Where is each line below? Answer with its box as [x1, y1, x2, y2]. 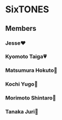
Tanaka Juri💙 [5, 108, 39, 115]
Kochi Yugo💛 [5, 81, 38, 88]
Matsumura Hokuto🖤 [5, 67, 57, 74]
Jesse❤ [5, 39, 26, 47]
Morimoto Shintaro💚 [5, 94, 56, 102]
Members [5, 24, 37, 33]
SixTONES [5, 4, 49, 15]
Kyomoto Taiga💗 [5, 53, 47, 60]
